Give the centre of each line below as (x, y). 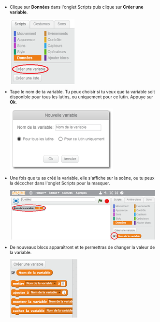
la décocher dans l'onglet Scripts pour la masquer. (60, 183)
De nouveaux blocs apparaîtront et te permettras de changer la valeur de (82, 247)
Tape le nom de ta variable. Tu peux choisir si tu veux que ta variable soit (82, 92)
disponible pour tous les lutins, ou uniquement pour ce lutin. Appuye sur (81, 97)
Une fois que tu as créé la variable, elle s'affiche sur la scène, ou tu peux (82, 178)
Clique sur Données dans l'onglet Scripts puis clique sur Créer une (76, 7)
